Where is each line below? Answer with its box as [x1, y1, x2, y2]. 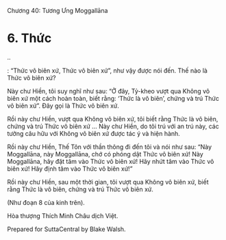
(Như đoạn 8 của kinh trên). [7, 198, 86, 206]
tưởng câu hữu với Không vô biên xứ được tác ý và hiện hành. [7, 129, 180, 137]
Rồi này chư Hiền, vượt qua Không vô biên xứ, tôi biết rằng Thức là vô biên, [7, 115, 218, 123]
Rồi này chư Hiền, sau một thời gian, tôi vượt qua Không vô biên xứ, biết [7, 178, 209, 186]
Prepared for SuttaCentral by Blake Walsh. [7, 225, 126, 233]
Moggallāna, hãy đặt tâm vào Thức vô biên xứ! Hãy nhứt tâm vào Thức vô [7, 157, 214, 165]
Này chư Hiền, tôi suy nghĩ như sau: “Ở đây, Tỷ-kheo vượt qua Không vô [7, 86, 210, 95]
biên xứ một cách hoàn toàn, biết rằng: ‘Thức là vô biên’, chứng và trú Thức [7, 94, 219, 102]
